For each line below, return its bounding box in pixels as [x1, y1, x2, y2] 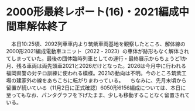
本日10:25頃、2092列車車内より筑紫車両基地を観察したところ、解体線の [11, 40, 186, 47]
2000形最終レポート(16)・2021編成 [6, 5, 179, 19]
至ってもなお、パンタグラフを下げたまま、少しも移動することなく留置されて [6, 91, 190, 98]
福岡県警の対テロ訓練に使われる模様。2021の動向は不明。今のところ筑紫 [6, 70, 182, 77]
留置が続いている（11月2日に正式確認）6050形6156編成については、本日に [6, 84, 186, 91]
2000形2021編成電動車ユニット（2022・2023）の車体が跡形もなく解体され [6, 47, 189, 54]
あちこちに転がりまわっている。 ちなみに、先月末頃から [46, 77, 187, 84]
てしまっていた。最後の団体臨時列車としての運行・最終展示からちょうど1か [6, 55, 187, 62]
